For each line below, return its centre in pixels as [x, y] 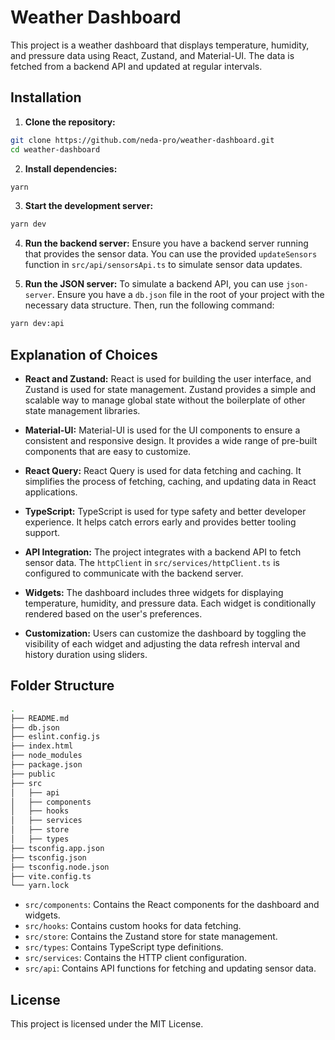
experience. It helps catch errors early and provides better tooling [160, 522]
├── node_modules [46, 756]
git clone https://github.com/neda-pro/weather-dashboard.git [142, 140]
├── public [33, 774]
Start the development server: [89, 206]
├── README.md [40, 718]
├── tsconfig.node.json [60, 867]
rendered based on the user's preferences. [113, 613]
